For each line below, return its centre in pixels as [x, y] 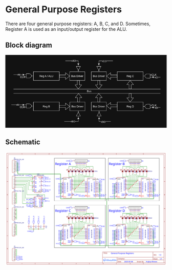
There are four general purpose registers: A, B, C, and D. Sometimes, [78, 24]
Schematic [23, 142]
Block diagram [29, 45]
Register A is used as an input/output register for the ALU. [66, 29]
